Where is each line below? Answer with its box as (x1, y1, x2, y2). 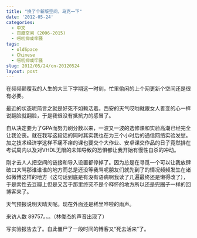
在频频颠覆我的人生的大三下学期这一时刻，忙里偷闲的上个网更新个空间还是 (6, 85, 186, 92)
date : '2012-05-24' (6, 14, 54, 20)
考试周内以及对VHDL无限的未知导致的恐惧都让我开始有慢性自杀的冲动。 (6, 147, 180, 154)
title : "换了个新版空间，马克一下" (6, 8, 83, 15)
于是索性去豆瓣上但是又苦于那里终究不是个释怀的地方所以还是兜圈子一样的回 (6, 181, 191, 188)
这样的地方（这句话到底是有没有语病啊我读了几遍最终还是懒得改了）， (21, 174, 189, 181)
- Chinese (11, 52, 35, 58)
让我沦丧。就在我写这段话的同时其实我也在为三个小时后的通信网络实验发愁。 (6, 132, 191, 139)
